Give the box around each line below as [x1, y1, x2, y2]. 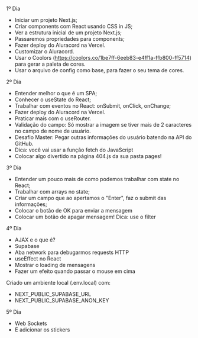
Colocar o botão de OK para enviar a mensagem [14, 207, 133, 214]
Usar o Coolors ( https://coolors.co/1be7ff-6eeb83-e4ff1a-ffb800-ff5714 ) [14, 54, 192, 61]
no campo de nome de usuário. [14, 127, 91, 134]
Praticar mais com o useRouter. [14, 115, 92, 122]
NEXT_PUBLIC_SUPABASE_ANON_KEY [14, 297, 109, 304]
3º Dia [6, 164, 22, 171]
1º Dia [6, 5, 21, 12]
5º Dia [6, 308, 22, 316]
